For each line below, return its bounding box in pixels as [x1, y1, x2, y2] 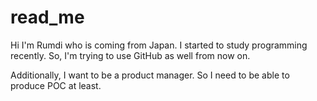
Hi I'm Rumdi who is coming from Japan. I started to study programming [10, 39, 308, 51]
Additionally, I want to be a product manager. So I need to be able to [10, 69, 290, 81]
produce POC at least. [10, 79, 102, 91]
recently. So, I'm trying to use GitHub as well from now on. [10, 49, 251, 61]
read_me [10, 6, 85, 29]
